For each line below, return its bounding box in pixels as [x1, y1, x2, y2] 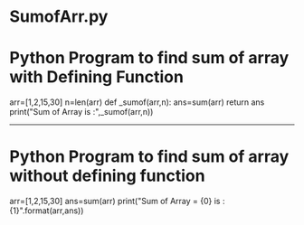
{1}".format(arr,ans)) [9, 205, 84, 216]
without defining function [9, 165, 205, 186]
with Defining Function [9, 67, 184, 88]
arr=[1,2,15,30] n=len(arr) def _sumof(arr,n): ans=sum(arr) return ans [9, 97, 265, 108]
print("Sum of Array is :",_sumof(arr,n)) [9, 107, 154, 117]
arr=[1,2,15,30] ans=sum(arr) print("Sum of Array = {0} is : [9, 196, 225, 207]
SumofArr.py [9, 6, 109, 27]
